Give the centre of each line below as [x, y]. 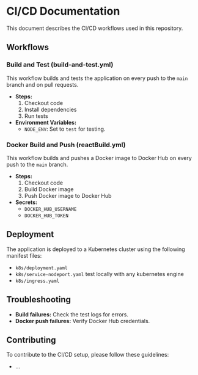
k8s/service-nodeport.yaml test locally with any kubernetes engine [100, 274]
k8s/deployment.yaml [41, 268]
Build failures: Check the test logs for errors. [71, 314]
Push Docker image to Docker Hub [68, 195]
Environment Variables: [46, 122]
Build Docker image [49, 189]
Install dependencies [50, 109]
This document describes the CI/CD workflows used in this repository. [95, 28]
